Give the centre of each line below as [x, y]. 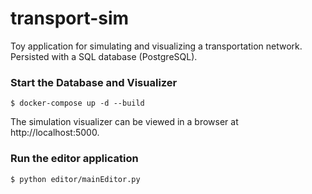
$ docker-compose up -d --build [77, 103]
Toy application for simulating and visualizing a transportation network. [156, 46]
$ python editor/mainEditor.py [75, 179]
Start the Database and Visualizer [94, 82]
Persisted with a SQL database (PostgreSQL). [104, 56]
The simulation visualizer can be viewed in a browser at [124, 122]
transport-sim [70, 18]
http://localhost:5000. [55, 133]
